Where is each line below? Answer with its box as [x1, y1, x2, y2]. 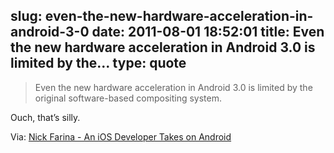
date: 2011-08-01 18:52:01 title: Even [91, 24, 325, 41]
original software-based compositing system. [34, 92, 223, 104]
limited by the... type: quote [10, 55, 187, 72]
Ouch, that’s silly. [10, 111, 81, 123]
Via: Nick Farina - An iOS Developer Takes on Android [10, 130, 232, 143]
